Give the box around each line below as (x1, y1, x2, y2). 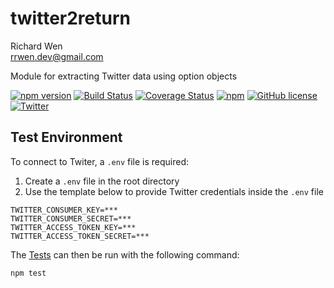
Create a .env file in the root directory (24, 175, 180, 187)
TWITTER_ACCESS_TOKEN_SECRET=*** (10, 231, 150, 241)
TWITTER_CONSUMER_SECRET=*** (10, 213, 132, 224)
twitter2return (10, 7, 131, 30)
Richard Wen (10, 40, 63, 52)
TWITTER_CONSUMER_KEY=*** (10, 205, 118, 215)
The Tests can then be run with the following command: (10, 248, 240, 261)
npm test (10, 268, 47, 278)
